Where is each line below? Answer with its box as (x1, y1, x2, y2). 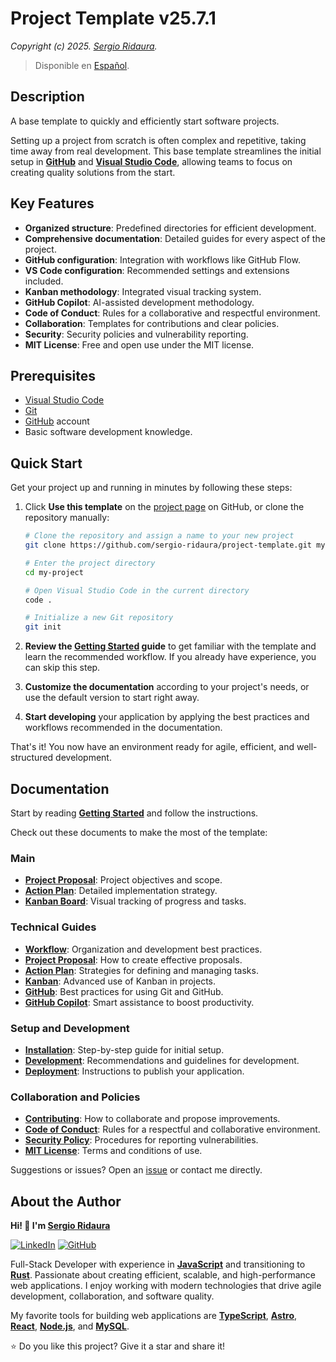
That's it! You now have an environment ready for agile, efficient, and (10, 741, 295, 753)
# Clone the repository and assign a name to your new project (24, 531, 295, 541)
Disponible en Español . (34, 59, 130, 71)
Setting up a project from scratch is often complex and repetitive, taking (10, 134, 307, 146)
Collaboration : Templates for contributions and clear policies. (24, 317, 280, 329)
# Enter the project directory (24, 558, 156, 568)
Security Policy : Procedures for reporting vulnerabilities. (24, 1134, 259, 1146)
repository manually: (24, 512, 110, 524)
